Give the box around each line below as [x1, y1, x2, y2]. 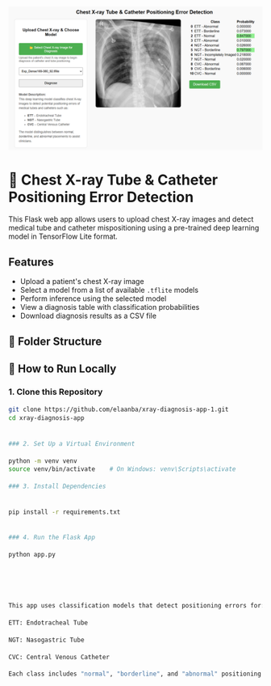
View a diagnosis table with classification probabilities [19, 303, 200, 312]
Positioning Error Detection [8, 188, 194, 206]
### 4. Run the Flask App [8, 533, 95, 542]
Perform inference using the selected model [19, 294, 167, 303]
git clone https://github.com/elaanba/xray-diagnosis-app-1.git [8, 405, 229, 414]
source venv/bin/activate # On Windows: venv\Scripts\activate [8, 465, 236, 473]
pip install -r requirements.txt [8, 508, 121, 516]
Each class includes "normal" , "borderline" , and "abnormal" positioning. [8, 670, 265, 678]
